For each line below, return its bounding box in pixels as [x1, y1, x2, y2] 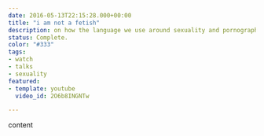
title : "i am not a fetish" [8, 19, 101, 27]
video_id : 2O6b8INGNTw [15, 92, 90, 100]
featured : [8, 77, 41, 85]
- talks [8, 63, 34, 71]
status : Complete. [8, 33, 68, 42]
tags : [8, 48, 26, 56]
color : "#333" [8, 41, 55, 49]
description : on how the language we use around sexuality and [8, 26, 220, 34]
